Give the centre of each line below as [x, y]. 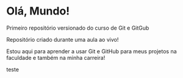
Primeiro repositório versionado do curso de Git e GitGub [78, 28]
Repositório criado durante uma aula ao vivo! [63, 39]
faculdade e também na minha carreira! [56, 57]
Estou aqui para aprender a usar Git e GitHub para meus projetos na [91, 51]
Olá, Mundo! [38, 11]
